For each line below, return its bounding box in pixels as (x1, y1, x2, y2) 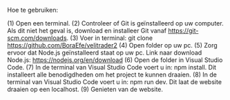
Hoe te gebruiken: (7, 6, 59, 14)
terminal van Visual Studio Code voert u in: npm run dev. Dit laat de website (7, 78, 222, 86)
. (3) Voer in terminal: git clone (66, 34, 153, 42)
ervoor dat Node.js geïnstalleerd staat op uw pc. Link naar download (7, 48, 202, 57)
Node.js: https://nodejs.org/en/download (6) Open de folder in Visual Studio (7, 56, 223, 64)
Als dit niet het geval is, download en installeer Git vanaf (7, 27, 167, 34)
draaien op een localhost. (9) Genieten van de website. (7, 86, 164, 93)
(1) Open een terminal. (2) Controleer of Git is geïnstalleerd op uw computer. (7, 19, 224, 27)
